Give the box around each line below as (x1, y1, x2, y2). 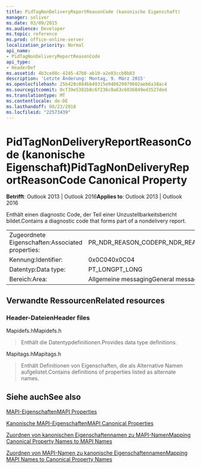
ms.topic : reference (6, 31, 58, 37)
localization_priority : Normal (6, 43, 84, 49)
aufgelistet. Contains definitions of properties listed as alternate (20, 368, 176, 375)
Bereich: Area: (9, 275, 48, 284)
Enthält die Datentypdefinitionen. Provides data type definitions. (20, 339, 178, 345)
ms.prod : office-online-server (6, 37, 84, 43)
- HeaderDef (6, 64, 36, 71)
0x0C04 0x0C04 (88, 255, 135, 264)
